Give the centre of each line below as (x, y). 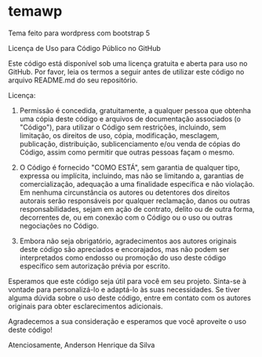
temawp (35, 11)
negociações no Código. (59, 225)
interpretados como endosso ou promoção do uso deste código (123, 257)
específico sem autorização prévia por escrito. (95, 266)
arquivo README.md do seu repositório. (73, 80)
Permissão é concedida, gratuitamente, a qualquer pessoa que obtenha (135, 110)
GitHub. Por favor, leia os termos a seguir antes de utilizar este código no (126, 71)
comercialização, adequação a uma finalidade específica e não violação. (137, 184)
